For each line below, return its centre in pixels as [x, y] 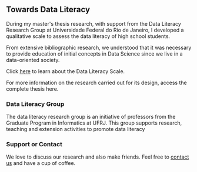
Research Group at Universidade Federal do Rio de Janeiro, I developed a [95, 30]
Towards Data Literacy [48, 10]
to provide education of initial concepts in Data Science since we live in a [95, 54]
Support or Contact [34, 145]
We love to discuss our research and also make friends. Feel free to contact [98, 157]
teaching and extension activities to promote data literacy [76, 129]
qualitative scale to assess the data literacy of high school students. [88, 36]
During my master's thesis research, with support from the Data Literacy [94, 23]
